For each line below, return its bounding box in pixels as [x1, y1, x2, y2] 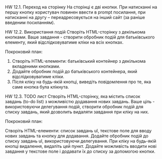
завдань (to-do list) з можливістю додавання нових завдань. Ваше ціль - [5, 99, 155, 104]
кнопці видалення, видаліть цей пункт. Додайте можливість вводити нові [5, 143, 157, 149]
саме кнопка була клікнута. [12, 84, 69, 89]
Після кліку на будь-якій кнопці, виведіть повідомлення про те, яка [12, 79, 151, 85]
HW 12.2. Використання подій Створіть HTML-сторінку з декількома [5, 29, 146, 35]
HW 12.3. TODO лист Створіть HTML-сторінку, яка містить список [5, 93, 141, 99]
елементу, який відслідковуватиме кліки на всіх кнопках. [5, 39, 124, 45]
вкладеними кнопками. [12, 63, 60, 69]
